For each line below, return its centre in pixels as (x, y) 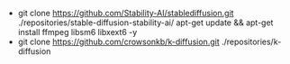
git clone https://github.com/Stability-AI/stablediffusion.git (126, 13)
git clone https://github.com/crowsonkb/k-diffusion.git (118, 41)
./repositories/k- (251, 41)
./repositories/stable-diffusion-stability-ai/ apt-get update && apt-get (145, 23)
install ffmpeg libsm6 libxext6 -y (77, 32)
